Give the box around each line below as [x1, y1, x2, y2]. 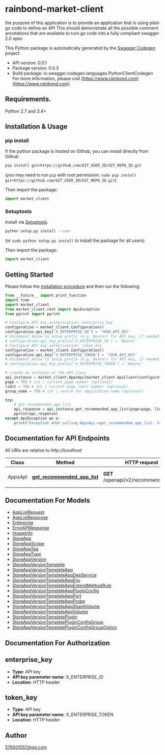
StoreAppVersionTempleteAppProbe [12, 598, 85, 604]
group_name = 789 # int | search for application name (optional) [5, 388, 144, 394]
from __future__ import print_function [5, 293, 87, 298]
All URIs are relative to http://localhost [5, 447, 82, 453]
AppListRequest [12, 509, 45, 515]
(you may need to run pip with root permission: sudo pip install [5, 172, 137, 178]
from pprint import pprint [5, 311, 60, 316]
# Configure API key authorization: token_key [5, 343, 102, 348]
